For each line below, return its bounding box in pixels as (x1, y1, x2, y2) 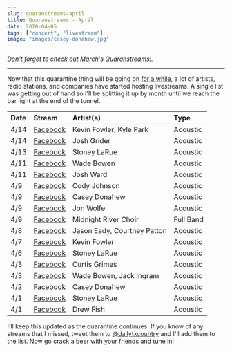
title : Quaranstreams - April (7, 17, 95, 24)
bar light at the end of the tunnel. (7, 97, 101, 105)
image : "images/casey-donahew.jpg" (7, 36, 110, 43)
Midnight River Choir (72, 215, 139, 225)
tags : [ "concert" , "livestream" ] (7, 29, 104, 37)
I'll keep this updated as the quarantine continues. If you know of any (7, 322, 204, 331)
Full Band (173, 215, 204, 225)
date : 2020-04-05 (7, 23, 57, 30)
